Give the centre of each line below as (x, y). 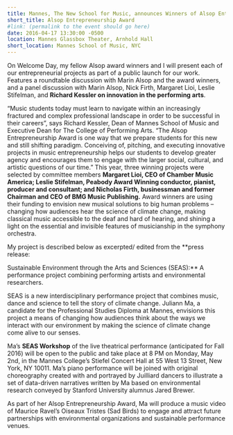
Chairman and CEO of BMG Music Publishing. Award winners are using (110, 197)
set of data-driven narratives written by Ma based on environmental (104, 383)
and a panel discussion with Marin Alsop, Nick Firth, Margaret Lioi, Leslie (111, 88)
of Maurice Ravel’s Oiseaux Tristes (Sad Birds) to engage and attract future (114, 411)
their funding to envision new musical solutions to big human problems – (111, 204)
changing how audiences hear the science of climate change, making (106, 211)
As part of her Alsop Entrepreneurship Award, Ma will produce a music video (116, 403)
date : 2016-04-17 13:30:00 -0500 (55, 33)
